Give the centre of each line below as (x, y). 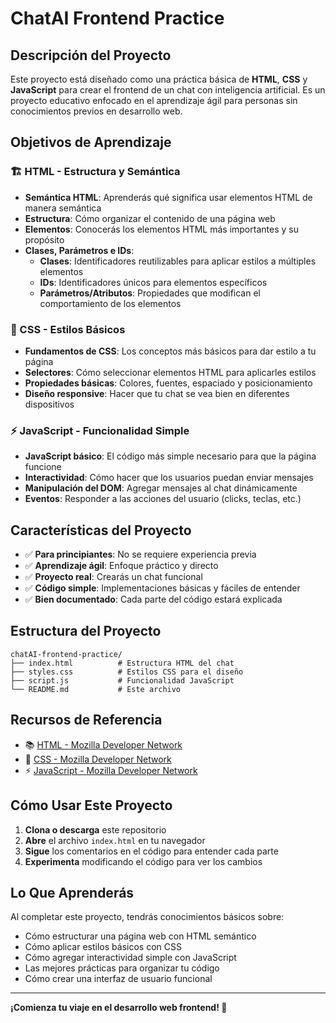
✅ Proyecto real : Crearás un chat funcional (113, 577)
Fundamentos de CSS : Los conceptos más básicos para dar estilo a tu (170, 351)
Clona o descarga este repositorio (95, 829)
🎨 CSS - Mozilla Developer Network (98, 759)
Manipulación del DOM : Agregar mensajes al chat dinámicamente (161, 488)
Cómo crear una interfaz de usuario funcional (118, 979)
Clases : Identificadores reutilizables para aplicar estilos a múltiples (178, 261)
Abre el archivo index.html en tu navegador (115, 840)
